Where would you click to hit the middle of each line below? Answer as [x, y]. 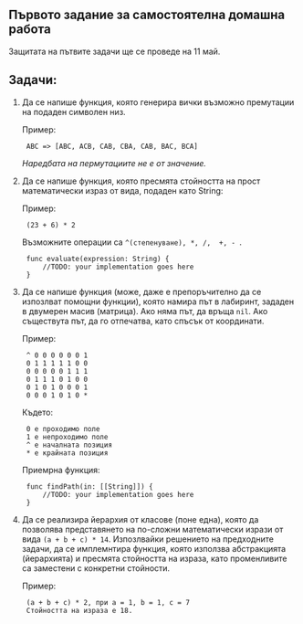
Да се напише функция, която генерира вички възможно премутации [158, 102]
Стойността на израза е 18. [79, 610]
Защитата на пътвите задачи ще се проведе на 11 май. [115, 51]
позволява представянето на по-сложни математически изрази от [152, 529]
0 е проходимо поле [63, 428]
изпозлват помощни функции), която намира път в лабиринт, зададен [158, 301]
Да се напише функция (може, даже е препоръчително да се [141, 291]
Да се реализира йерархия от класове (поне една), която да [140, 519]
